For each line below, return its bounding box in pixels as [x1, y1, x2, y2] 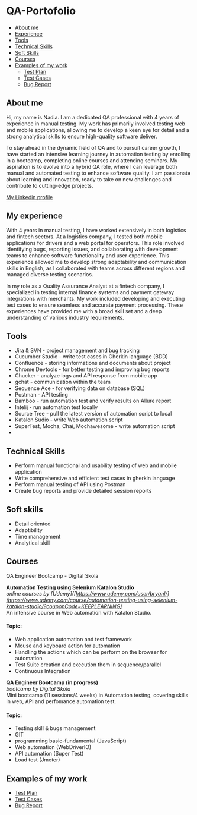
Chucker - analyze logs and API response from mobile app [14, 372, 158, 379]
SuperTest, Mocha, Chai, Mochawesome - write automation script [14, 423, 176, 430]
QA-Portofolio [6, 4, 76, 18]
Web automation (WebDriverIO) [14, 744, 92, 751]
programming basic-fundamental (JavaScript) [14, 737, 127, 744]
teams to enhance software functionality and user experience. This [6, 251, 170, 259]
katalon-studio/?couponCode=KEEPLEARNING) [6, 602, 122, 610]
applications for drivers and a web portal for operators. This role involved [6, 239, 185, 246]
